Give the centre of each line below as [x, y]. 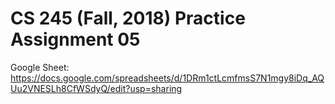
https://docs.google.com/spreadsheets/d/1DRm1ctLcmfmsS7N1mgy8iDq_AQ [167, 78]
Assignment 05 [75, 39]
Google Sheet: [40, 67]
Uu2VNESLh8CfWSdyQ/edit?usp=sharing [96, 88]
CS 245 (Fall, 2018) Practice [128, 18]
